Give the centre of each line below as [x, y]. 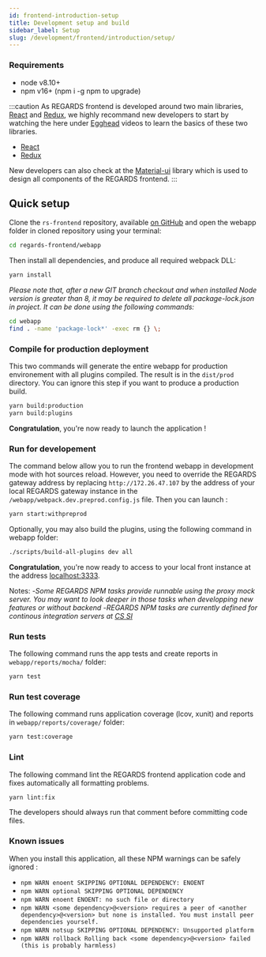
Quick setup [39, 203]
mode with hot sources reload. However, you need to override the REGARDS [133, 474]
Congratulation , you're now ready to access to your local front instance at [130, 567]
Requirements [37, 66]
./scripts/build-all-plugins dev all [71, 552]
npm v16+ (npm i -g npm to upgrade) [81, 91]
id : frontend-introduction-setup [64, 15]
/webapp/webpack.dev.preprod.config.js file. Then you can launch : [118, 499]
